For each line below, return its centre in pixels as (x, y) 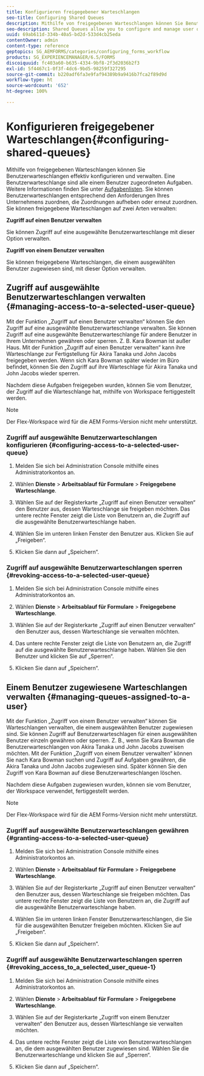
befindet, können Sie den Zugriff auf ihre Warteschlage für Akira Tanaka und (102, 367)
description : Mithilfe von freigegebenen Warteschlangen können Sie (95, 23)
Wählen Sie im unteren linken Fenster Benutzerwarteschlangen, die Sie (104, 919)
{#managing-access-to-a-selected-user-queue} (101, 307)
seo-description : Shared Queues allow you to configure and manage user (100, 29)
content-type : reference (38, 46)
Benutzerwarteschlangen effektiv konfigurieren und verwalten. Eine (91, 176)
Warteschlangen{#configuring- (88, 140)
